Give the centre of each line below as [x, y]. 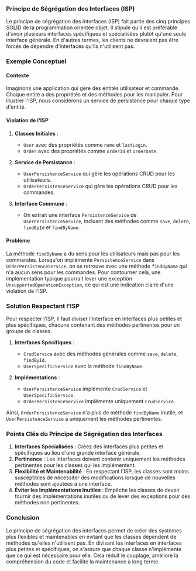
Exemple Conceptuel [36, 61]
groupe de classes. [29, 331]
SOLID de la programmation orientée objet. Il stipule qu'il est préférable [92, 27]
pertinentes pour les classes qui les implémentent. [75, 465]
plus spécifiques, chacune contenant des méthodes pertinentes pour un [93, 325]
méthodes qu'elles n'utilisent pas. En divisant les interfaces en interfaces [94, 543]
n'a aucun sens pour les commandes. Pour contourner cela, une [83, 272]
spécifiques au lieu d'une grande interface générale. [78, 453]
